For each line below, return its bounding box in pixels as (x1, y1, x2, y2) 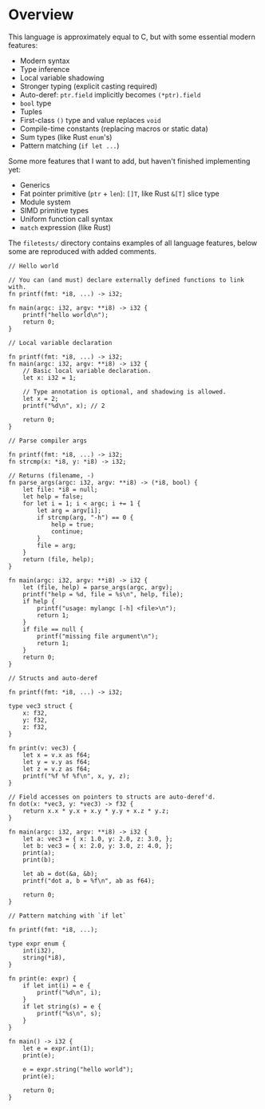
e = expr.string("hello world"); (22, 1065, 134, 1073)
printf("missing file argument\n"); (37, 632, 159, 640)
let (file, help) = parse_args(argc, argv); (22, 583, 173, 592)
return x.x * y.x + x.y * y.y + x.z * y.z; (22, 806, 170, 815)
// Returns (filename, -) (8, 471, 94, 480)
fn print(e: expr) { (8, 974, 77, 983)
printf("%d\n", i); (37, 988, 102, 996)
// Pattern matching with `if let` (8, 912, 127, 920)
